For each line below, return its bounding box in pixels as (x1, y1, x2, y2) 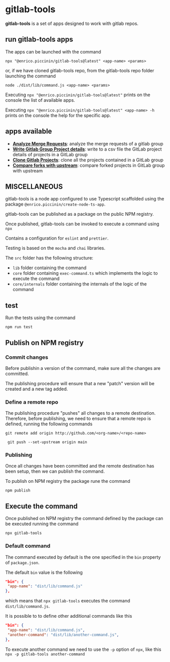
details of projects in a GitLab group (12, 151, 88, 157)
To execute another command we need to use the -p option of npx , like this (5, 646, 161, 652)
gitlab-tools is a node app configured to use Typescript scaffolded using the (5, 196, 164, 202)
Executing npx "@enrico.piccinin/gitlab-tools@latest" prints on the (5, 92, 151, 98)
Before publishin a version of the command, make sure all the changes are (5, 365, 161, 371)
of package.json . (5, 559, 40, 565)
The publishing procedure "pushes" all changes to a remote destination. (5, 410, 156, 416)
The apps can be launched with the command (5, 48, 101, 54)
